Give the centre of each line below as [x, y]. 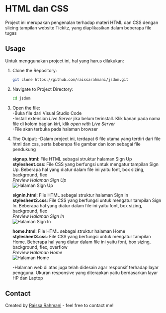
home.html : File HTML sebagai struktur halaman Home [69, 231]
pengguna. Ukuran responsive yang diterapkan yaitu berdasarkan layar [85, 273]
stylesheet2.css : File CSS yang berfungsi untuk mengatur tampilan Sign [87, 200]
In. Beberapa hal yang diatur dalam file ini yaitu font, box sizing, [77, 205]
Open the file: [26, 108]
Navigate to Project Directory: [43, 89]
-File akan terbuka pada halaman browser [55, 129]
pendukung [24, 149]
